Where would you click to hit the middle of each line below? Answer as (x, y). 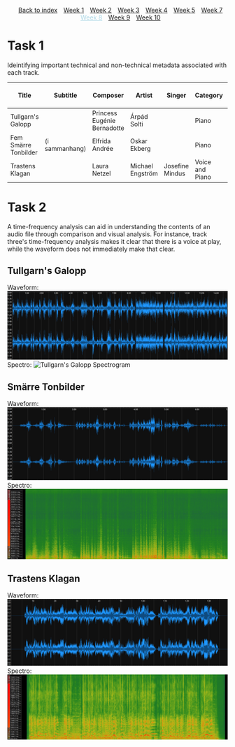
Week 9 (119, 17)
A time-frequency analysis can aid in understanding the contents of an (109, 226)
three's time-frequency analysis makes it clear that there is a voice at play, (114, 241)
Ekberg (141, 149)
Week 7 (212, 10)
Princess (105, 113)
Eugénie (104, 120)
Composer (108, 95)
